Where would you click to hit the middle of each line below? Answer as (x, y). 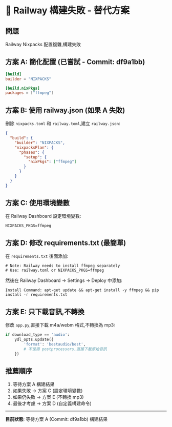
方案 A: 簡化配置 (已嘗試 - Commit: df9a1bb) (75, 62)
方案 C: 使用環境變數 (38, 203)
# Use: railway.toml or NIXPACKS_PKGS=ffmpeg (55, 270)
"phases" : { (31, 152)
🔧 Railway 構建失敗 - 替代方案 (68, 11)
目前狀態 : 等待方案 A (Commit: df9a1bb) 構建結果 (57, 419)
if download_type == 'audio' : (38, 335)
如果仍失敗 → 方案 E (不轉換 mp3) (48, 397)
